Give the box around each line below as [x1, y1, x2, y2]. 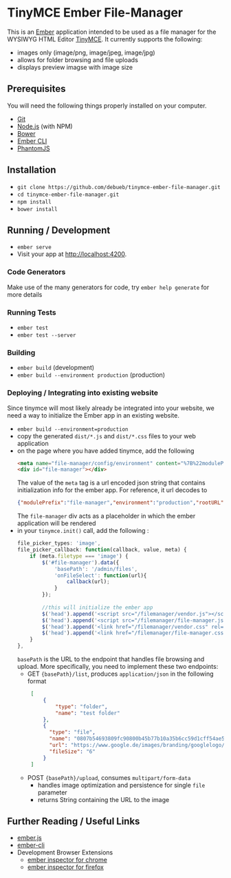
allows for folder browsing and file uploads [16, 55, 139, 64]
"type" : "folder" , [55, 703, 108, 710]
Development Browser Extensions [16, 848, 113, 857]
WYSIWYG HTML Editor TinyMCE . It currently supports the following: [7, 35, 203, 43]
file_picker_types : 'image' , [16, 540, 101, 547]
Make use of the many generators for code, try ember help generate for [7, 283, 210, 291]
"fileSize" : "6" [49, 748, 96, 755]
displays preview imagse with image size [16, 63, 133, 71]
